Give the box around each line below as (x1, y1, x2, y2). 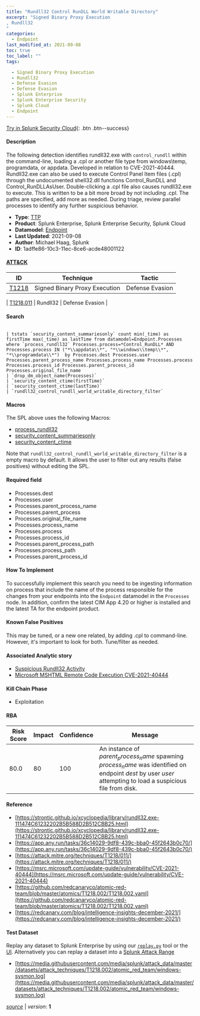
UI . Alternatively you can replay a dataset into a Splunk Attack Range (6, 948, 174, 956)
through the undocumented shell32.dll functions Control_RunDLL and (6, 176, 177, 183)
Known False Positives (6, 619, 64, 626)
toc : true (6, 48, 31, 54)
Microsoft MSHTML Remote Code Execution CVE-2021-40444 (14, 671, 168, 679)
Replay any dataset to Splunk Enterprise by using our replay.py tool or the (6, 942, 189, 949)
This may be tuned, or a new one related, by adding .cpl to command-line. (6, 632, 187, 639)
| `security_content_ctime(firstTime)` (6, 378, 105, 384)
